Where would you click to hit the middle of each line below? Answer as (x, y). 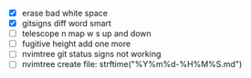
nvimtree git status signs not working (91, 54)
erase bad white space (65, 13)
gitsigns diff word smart (66, 24)
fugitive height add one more (76, 44)
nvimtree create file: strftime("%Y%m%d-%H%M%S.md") (132, 64)
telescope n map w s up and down (86, 34)
